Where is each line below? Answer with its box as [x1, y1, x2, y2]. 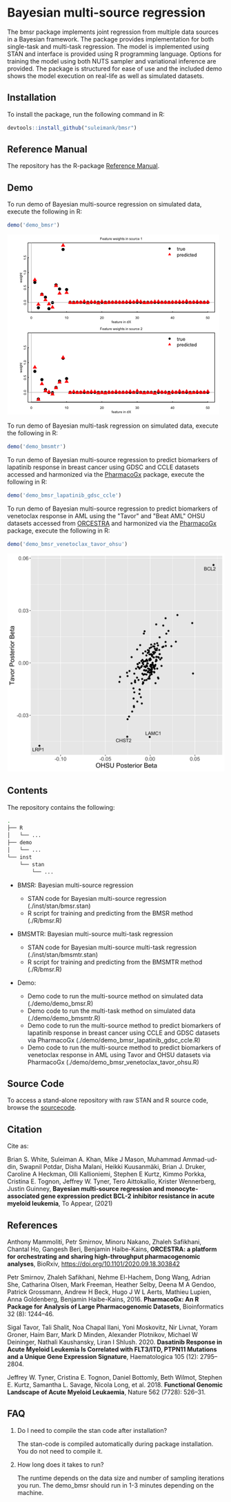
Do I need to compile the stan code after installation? [17, 1426, 168, 1434]
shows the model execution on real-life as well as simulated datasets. [7, 71, 205, 80]
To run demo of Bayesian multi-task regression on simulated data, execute [7, 421, 219, 430]
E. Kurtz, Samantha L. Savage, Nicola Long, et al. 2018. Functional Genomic [7, 1380, 223, 1389]
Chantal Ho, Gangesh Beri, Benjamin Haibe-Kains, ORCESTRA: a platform [7, 1245, 217, 1253]
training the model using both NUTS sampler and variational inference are [7, 57, 217, 65]
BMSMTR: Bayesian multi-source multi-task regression [17, 929, 174, 938]
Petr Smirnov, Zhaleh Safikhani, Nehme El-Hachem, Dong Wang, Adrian [7, 1273, 210, 1281]
